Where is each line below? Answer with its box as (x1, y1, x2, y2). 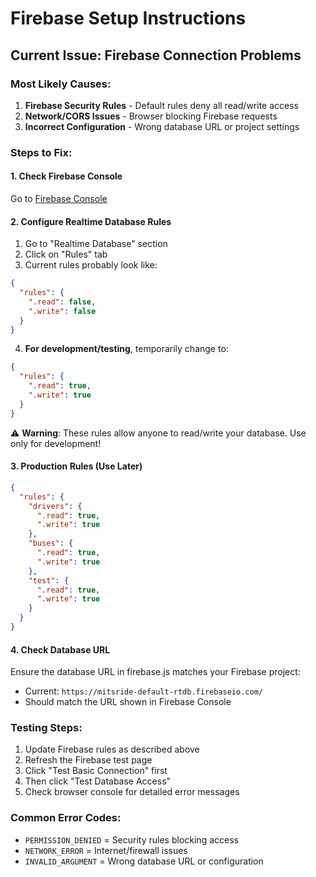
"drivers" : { (28, 501, 83, 511)
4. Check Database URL (10, 643, 111, 656)
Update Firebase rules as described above (24, 743, 200, 756)
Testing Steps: (10, 721, 83, 735)
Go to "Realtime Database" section (24, 238, 168, 250)
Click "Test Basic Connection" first (24, 765, 168, 777)
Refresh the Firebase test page (24, 754, 153, 766)
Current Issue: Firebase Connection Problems (10, 47, 302, 64)
